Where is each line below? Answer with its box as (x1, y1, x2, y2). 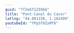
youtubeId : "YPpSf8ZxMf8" (5, 20, 58, 26)
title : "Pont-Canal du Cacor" (5, 12, 68, 16)
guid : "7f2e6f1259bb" (5, 7, 50, 12)
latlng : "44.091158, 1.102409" (5, 16, 70, 21)
